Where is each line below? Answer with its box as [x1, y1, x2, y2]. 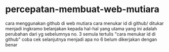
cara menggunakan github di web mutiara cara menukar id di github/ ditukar [5, 20, 164, 26]
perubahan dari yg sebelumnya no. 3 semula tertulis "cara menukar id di [5, 31, 156, 37]
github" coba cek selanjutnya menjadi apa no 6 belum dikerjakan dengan [5, 36, 157, 42]
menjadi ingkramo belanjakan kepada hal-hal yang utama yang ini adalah [5, 25, 157, 31]
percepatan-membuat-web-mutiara [5, 4, 159, 15]
